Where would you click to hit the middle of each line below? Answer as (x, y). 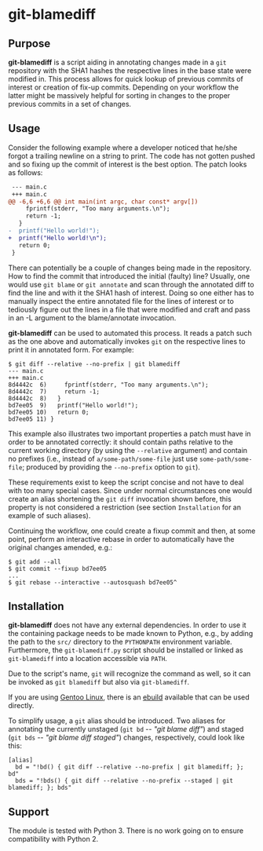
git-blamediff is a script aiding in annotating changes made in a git (117, 62)
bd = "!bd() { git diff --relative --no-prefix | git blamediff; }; (130, 767)
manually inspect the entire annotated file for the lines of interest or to (121, 301)
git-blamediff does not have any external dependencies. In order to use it (127, 625)
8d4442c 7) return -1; (54, 391)
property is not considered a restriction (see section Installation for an (125, 507)
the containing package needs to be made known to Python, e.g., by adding (131, 634)
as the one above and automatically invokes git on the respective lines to (127, 341)
